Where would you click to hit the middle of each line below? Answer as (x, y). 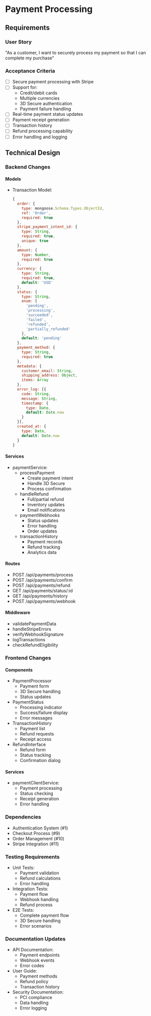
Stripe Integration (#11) (36, 844)
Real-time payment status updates (48, 114)
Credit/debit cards (38, 93)
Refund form (33, 750)
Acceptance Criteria (30, 71)
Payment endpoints (40, 955)
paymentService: (30, 467)
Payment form (34, 686)
